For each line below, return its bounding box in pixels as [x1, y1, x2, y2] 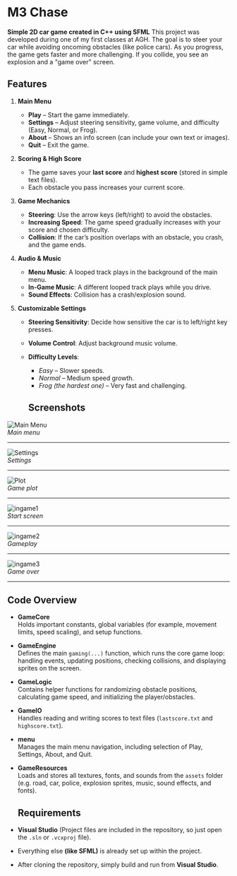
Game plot [7, 483, 38, 492]
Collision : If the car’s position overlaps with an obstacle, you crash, [28, 232, 224, 241]
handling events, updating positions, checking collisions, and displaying [17, 656, 226, 665]
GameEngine [17, 641, 56, 650]
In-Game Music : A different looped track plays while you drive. [28, 283, 212, 291]
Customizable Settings [17, 304, 87, 312]
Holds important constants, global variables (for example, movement [17, 620, 217, 629]
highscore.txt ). [17, 721, 63, 730]
